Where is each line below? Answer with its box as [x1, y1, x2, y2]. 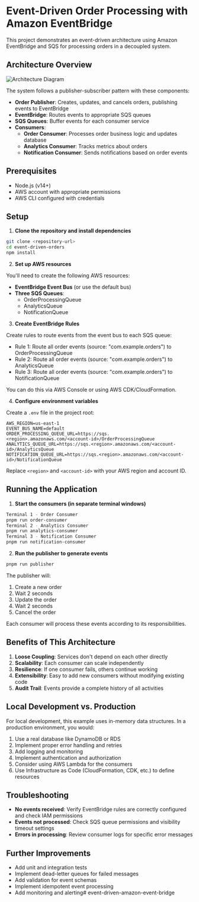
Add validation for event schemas [14, 877, 97, 884]
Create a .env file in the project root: [6, 409, 95, 416]
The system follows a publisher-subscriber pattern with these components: [6, 87, 190, 94]
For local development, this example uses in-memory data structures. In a [6, 717, 186, 724]
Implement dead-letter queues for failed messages [14, 870, 139, 878]
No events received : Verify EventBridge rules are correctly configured [14, 806, 187, 813]
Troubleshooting [6, 790, 69, 800]
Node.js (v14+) [14, 182, 52, 189]
